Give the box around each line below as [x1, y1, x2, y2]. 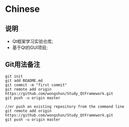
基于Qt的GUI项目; [12, 44, 48, 50]
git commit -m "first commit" [5, 83, 67, 87]
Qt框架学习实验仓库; [12, 39, 53, 44]
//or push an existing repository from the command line [5, 104, 125, 109]
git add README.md [5, 78, 43, 83]
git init [5, 74, 23, 79]
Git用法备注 [5, 60, 40, 69]
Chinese [5, 3, 40, 15]
